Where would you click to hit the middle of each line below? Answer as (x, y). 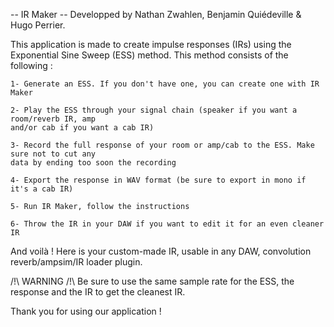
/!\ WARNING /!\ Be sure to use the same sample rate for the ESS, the (152, 281)
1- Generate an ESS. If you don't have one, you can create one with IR (165, 84)
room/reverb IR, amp (53, 119)
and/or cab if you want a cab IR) (82, 128)
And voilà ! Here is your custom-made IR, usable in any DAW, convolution (161, 251)
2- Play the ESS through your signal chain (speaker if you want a (154, 110)
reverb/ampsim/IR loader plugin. (76, 262)
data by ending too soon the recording (93, 163)
